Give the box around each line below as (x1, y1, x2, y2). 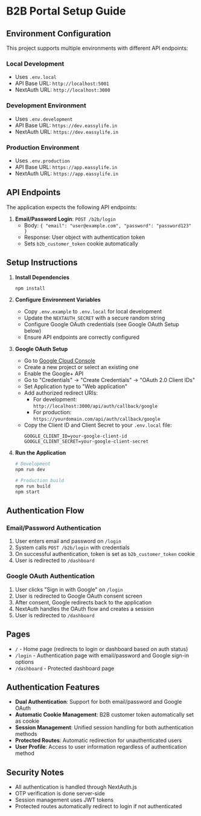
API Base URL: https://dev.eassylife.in (14, 121, 118, 129)
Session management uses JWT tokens (14, 796, 113, 804)
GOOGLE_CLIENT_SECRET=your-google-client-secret (24, 438, 149, 445)
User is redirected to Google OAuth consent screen (14, 592, 143, 600)
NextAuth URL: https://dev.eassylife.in (14, 128, 119, 135)
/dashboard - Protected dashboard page (14, 664, 115, 672)
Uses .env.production (14, 156, 71, 164)
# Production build (14, 478, 65, 484)
